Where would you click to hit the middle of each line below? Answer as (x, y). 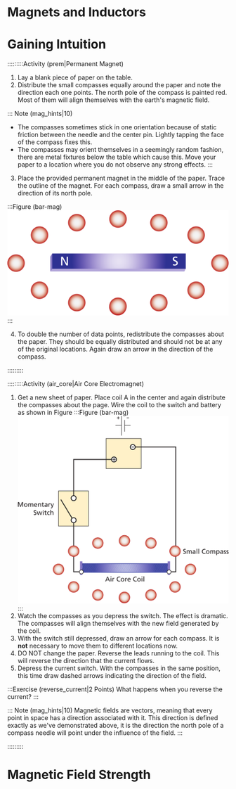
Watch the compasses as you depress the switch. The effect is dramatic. (123, 615)
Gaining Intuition (57, 45)
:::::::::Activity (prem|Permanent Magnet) (66, 64)
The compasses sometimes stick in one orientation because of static (117, 127)
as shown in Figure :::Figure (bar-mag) (73, 413)
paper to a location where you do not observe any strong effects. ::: (115, 165)
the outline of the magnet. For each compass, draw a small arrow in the (120, 186)
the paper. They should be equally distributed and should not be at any (120, 342)
